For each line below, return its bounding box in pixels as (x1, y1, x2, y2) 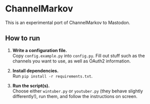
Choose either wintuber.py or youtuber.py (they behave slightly (12, 88, 143, 94)
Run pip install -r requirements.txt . (12, 73, 93, 79)
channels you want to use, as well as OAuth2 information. (12, 58, 131, 64)
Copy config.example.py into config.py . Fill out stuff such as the (12, 52, 145, 58)
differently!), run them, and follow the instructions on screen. (12, 93, 137, 99)
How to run (5, 34, 40, 42)
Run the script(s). (12, 82, 50, 88)
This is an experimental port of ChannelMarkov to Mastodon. (5, 19, 130, 25)
